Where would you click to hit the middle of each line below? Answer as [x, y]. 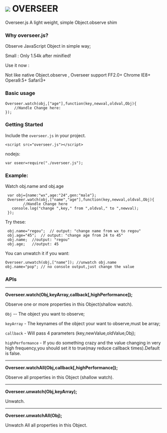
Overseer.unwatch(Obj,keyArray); [41, 392]
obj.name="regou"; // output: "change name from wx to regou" [74, 231]
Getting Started [24, 125]
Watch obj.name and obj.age [35, 186]
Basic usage [20, 93]
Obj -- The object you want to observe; [45, 314]
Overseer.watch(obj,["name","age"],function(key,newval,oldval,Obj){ [81, 200]
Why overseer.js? [27, 35]
